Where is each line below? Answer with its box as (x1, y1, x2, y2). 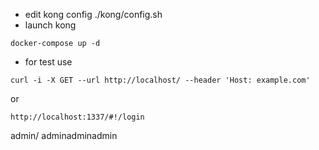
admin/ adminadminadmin (10, 130, 118, 141)
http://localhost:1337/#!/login (10, 112, 145, 122)
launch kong (24, 19, 77, 31)
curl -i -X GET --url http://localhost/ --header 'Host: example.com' (10, 75, 311, 85)
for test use (24, 56, 73, 68)
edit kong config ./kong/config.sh (24, 9, 163, 20)
